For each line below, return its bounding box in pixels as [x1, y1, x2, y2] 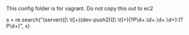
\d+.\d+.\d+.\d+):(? [136, 16, 184, 23]
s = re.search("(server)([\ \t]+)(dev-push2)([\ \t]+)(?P [6, 16, 137, 23]
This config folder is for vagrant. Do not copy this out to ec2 [6, 5, 153, 12]
